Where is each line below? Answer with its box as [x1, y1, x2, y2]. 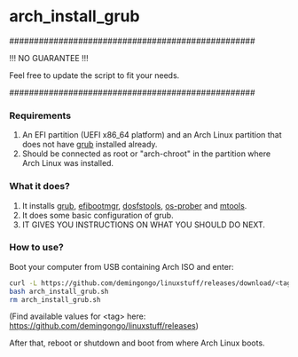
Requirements [9, 109, 72, 122]
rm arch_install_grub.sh [9, 295, 101, 304]
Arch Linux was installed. [21, 158, 114, 169]
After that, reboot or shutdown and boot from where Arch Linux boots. [9, 337, 265, 348]
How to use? [9, 242, 64, 254]
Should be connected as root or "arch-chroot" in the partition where [21, 148, 271, 159]
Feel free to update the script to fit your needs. [9, 69, 180, 81]
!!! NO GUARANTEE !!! [9, 52, 89, 63]
